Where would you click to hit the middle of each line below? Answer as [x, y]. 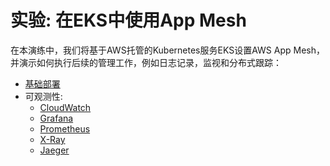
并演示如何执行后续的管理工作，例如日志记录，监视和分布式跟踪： [146, 62]
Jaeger [54, 150]
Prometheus [65, 128]
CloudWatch [65, 107]
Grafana [56, 118]
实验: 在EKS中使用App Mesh [128, 20]
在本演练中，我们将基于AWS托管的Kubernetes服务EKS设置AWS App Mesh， [167, 50]
